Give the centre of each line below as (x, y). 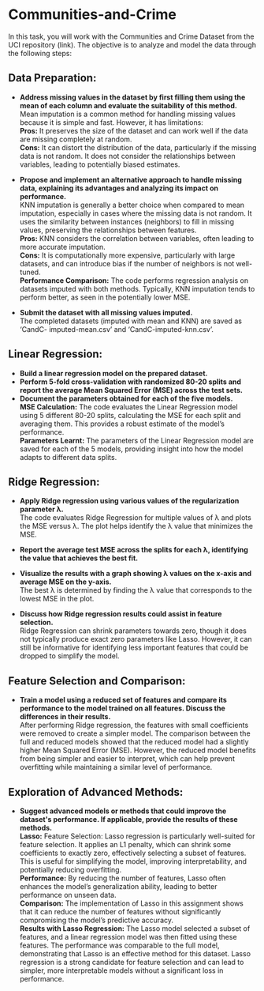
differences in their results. (65, 717)
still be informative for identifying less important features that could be (134, 648)
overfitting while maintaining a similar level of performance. (116, 767)
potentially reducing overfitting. (71, 870)
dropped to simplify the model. (69, 656)
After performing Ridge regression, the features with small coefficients (134, 725)
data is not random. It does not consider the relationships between (128, 156)
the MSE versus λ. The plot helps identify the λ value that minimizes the (136, 526)
